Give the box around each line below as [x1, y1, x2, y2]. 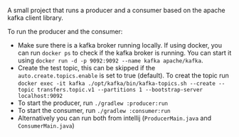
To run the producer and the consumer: [7, 28, 123, 35]
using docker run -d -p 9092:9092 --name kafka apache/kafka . [17, 56, 203, 65]
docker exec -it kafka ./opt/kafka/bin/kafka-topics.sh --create [17, 80, 216, 87]
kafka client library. [7, 13, 64, 22]
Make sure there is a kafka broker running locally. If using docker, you [17, 41, 223, 49]
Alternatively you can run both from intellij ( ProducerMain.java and [17, 114, 212, 122]
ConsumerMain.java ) [17, 121, 75, 130]
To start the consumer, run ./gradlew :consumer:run [17, 106, 171, 114]
